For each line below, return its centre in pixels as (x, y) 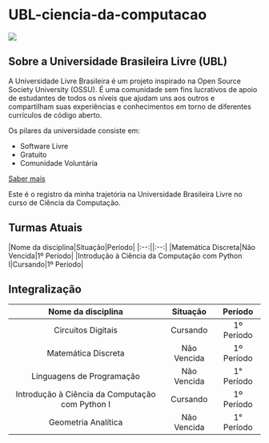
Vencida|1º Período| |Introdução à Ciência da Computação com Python (125, 256)
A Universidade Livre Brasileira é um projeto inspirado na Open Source (125, 81)
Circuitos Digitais (86, 330)
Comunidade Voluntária (59, 163)
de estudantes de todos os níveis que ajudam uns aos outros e (112, 98)
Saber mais (27, 179)
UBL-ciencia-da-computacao (108, 15)
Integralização (45, 289)
